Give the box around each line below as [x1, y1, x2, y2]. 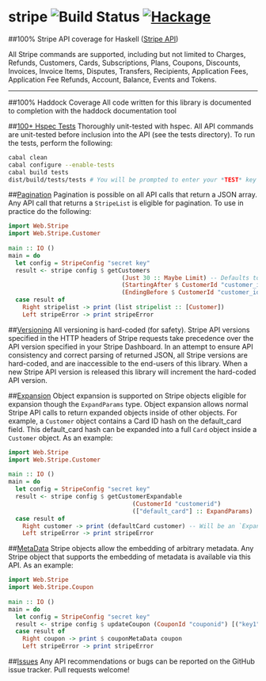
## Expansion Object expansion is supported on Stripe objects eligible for [8, 391, 247, 400]
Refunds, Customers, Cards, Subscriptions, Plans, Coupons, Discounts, [8, 58, 241, 67]
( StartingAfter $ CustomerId [121, 281, 218, 289]
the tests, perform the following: [8, 138, 113, 147]
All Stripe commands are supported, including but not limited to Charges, [8, 49, 246, 59]
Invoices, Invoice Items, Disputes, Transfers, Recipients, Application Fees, [8, 66, 249, 75]
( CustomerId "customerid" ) [131, 499, 222, 507]
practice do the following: [8, 207, 92, 216]
